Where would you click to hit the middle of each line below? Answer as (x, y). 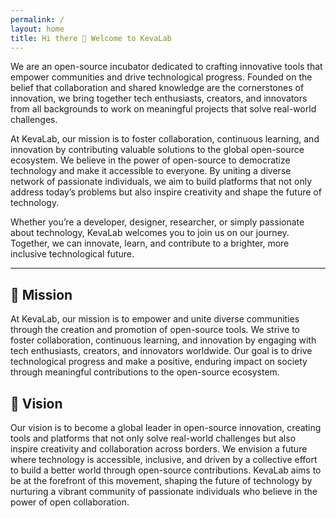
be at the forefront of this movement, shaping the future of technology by (161, 480)
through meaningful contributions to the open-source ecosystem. (145, 372)
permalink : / (37, 19)
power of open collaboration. (70, 502)
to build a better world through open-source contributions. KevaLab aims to (166, 470)
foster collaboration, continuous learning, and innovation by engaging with (163, 340)
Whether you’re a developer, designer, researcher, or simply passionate (157, 222)
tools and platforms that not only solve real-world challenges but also (153, 438)
